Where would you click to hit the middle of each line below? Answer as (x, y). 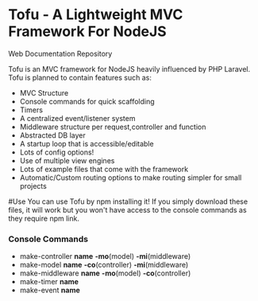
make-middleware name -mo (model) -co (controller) (105, 273)
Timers (31, 110)
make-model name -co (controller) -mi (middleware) (104, 265)
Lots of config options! (57, 152)
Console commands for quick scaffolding (87, 101)
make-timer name (49, 282)
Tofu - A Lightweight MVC (96, 15)
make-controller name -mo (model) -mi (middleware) (105, 256)
